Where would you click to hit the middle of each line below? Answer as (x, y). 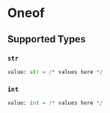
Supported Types (47, 39)
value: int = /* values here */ (55, 103)
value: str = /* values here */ (55, 72)
